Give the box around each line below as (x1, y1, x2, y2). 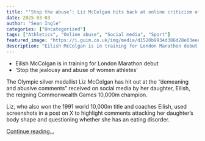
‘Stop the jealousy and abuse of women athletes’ (15, 66, 138, 73)
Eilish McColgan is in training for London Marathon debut (15, 59, 159, 67)
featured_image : (6, 37, 48, 43)
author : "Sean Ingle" (6, 20, 62, 26)
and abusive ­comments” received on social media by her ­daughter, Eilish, (6, 84, 190, 92)
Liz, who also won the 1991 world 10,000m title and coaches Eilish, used (6, 103, 187, 110)
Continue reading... (6, 128, 55, 135)
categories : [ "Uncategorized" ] (6, 26, 86, 32)
